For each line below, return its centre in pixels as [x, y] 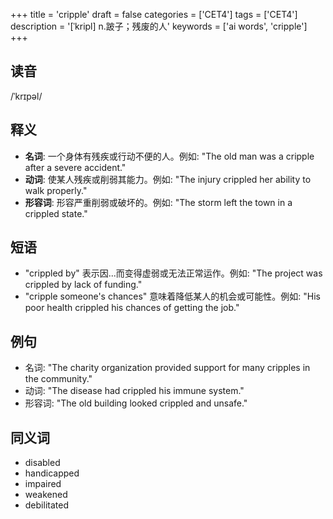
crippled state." [56, 213]
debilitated [46, 505]
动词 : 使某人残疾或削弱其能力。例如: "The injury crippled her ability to [168, 179]
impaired [43, 484]
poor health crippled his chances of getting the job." [132, 308]
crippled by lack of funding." [83, 285]
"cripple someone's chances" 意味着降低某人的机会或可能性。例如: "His [172, 296]
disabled [42, 463]
